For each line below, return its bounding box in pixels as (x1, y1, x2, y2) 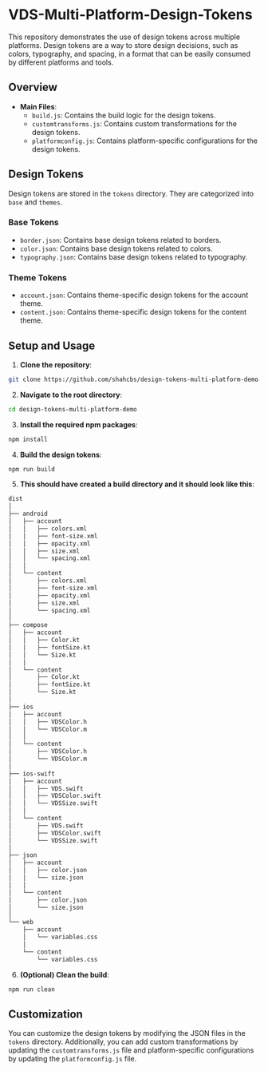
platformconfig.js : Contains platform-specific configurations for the (31, 136, 258, 145)
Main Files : (19, 101, 57, 111)
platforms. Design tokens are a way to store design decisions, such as (8, 40, 238, 50)
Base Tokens (8, 217, 59, 228)
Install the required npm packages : (19, 419, 138, 429)
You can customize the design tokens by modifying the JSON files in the (8, 1029, 246, 1038)
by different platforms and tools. (8, 58, 114, 67)
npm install (8, 435, 48, 443)
